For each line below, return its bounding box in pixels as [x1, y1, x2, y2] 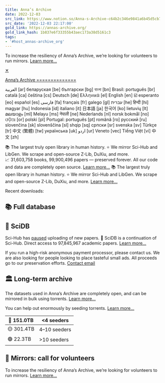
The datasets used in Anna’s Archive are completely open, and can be [5, 290, 146, 296]
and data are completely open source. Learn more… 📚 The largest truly [5, 164, 150, 170]
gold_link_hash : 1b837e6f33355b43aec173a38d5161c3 [5, 30, 111, 35]
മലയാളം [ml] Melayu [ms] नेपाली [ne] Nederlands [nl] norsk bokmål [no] [5, 111, 149, 117]
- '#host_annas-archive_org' [5, 39, 65, 44]
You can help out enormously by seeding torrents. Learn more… [5, 305, 135, 311]
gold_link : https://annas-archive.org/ [5, 26, 87, 30]
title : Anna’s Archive [5, 7, 52, 12]
